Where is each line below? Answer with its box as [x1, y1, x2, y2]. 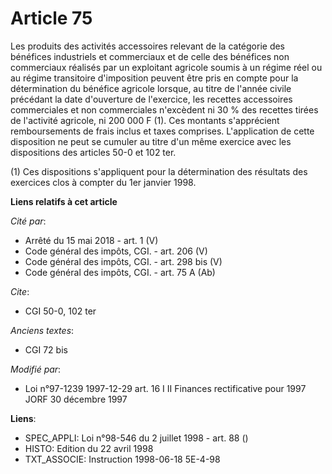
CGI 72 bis [24, 343, 68, 356]
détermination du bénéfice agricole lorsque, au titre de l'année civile [10, 82, 292, 94]
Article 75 [10, 7, 93, 30]
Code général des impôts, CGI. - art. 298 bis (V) [24, 255, 223, 267]
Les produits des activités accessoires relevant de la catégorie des [10, 40, 286, 52]
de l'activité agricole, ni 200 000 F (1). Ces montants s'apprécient [10, 114, 280, 126]
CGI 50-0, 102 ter [24, 305, 97, 317]
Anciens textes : [10, 324, 75, 336]
